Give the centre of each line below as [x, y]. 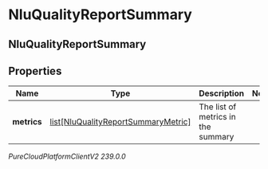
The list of [218, 107]
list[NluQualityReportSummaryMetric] [120, 122]
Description [222, 93]
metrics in [218, 117]
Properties [35, 71]
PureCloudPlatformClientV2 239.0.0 [67, 156]
